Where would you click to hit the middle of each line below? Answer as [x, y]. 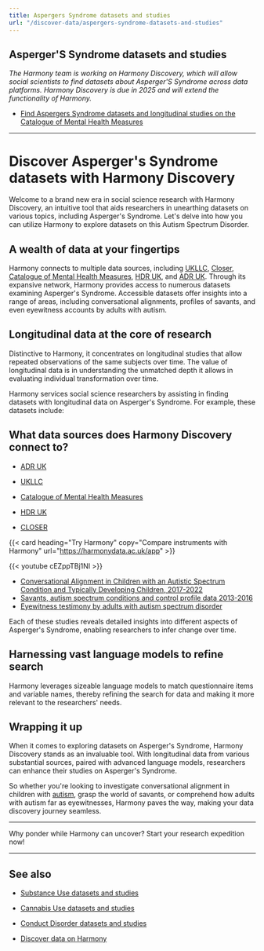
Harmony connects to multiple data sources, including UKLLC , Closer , [121, 269]
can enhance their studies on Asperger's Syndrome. [93, 771]
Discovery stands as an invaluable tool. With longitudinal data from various [129, 754]
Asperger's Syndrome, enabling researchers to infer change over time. [123, 630]
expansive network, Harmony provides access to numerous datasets [119, 285]
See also [30, 874]
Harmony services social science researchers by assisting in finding [119, 393]
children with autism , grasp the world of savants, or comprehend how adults [132, 795]
